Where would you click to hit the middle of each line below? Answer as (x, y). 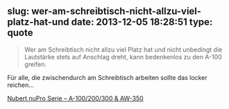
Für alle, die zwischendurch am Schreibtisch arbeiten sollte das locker (107, 77)
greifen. (35, 64)
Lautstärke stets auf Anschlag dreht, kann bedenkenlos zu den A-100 (123, 57)
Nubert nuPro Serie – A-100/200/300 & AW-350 (75, 98)
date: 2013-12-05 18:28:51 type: (142, 22)
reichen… (21, 85)
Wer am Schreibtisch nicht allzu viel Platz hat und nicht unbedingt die (123, 49)
